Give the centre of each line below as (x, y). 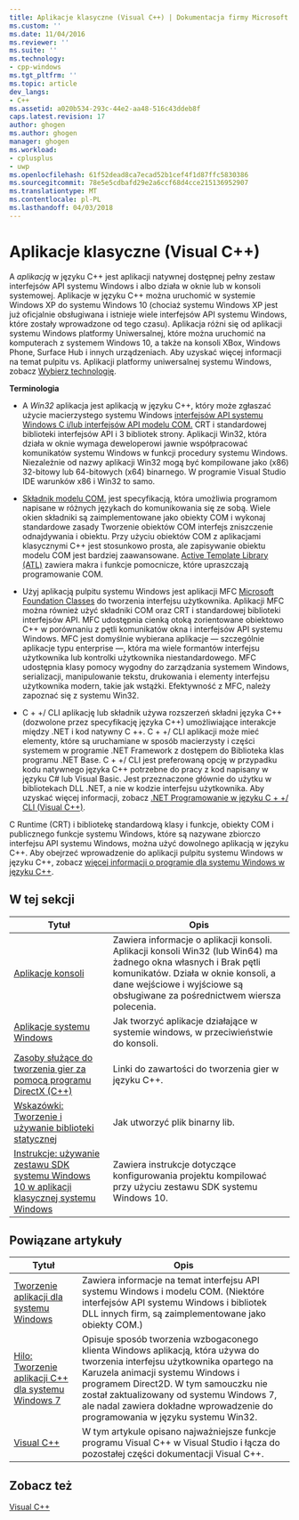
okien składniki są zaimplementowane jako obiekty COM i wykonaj (144, 517)
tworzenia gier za (50, 1069)
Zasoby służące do (53, 1057)
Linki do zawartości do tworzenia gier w (196, 1069)
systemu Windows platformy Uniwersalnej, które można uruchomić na (137, 333)
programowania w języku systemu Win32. (170, 1418)
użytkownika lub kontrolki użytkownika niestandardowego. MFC (139, 657)
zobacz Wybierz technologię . (63, 371)
